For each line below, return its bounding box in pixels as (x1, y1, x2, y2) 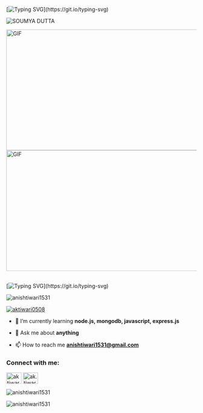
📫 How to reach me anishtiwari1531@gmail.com (14, 341, 139, 348)
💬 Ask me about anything (14, 329, 80, 336)
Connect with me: (6, 358, 60, 367)
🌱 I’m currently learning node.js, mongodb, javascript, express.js (14, 318, 179, 324)
